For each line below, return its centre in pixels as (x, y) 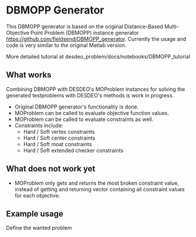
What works (29, 75)
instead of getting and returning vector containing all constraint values (99, 189)
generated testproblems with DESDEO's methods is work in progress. (90, 95)
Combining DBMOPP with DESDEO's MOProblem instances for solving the (96, 89)
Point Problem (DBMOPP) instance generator (85, 32)
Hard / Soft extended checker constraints (73, 150)
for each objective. (37, 195)
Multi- (171, 26)
